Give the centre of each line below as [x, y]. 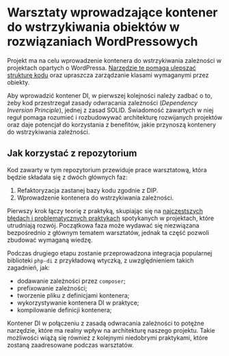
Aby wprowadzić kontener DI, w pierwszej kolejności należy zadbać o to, [110, 95]
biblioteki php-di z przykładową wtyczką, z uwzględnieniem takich [100, 260]
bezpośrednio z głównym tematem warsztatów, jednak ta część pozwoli [108, 232]
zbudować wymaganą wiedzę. [50, 240]
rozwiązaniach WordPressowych [103, 42]
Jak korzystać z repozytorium [72, 153]
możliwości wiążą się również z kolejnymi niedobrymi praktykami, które [108, 338]
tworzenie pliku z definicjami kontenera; [73, 295]
